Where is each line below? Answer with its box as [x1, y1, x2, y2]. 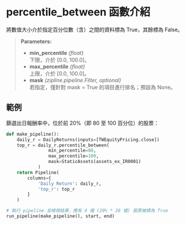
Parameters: [20, 38, 52, 45]
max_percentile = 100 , [48, 153, 99, 159]
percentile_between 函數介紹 [6, 5, 151, 19]
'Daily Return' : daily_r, [37, 181, 102, 187]
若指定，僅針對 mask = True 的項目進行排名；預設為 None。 [29, 83, 176, 90]
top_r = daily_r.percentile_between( [17, 142, 110, 148]
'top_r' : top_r [37, 186, 76, 192]
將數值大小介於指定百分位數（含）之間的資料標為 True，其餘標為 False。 [6, 26, 183, 33]
